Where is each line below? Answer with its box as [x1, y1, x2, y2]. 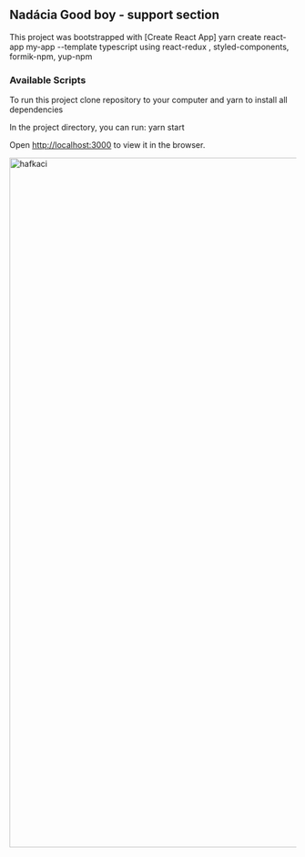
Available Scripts [9, 73, 86, 86]
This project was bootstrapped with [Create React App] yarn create [9, 31, 262, 42]
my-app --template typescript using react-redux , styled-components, [25, 41, 290, 52]
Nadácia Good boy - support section [9, 7, 220, 23]
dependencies [9, 104, 64, 115]
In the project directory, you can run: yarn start [9, 122, 185, 133]
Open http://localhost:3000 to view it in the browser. [9, 140, 206, 151]
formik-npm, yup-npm [9, 50, 93, 62]
